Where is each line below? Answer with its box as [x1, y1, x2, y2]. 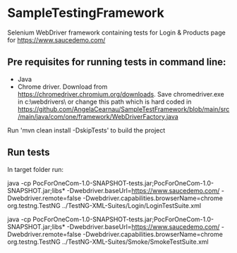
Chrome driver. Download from [17, 82, 108, 91]
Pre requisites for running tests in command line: [7, 56, 226, 68]
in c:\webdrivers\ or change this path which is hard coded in [17, 97, 192, 106]
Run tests [7, 147, 50, 159]
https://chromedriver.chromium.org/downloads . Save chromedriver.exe [17, 90, 224, 98]
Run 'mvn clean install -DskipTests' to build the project [7, 125, 166, 135]
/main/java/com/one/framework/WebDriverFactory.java [17, 112, 178, 121]
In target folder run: [7, 165, 64, 173]
